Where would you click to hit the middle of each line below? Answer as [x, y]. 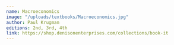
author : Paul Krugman [33, 22]
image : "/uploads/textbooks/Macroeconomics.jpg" [67, 17]
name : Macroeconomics [33, 11]
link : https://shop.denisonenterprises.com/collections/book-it [87, 33]
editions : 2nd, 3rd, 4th [37, 28]
